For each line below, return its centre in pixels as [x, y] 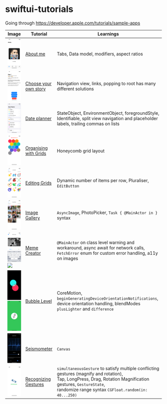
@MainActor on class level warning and [96, 242]
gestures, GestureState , [81, 384]
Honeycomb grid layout [81, 151]
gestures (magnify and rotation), [90, 374]
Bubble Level [39, 301]
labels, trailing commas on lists [88, 124]
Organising [37, 148]
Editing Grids [39, 183]
